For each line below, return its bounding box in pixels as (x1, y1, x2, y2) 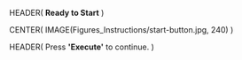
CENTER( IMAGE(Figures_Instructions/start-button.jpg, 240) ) (9, 25, 234, 34)
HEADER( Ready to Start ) (9, 8, 105, 18)
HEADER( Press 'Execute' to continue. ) (9, 41, 155, 52)
